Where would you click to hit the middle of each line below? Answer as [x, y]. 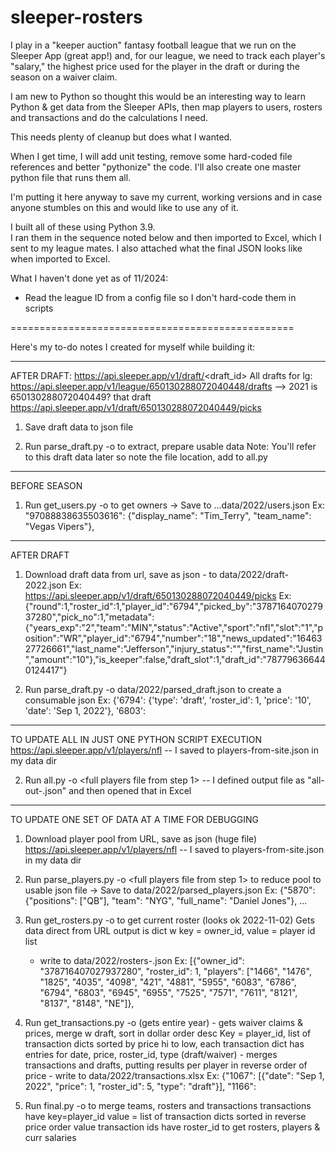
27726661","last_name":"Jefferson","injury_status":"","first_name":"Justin [174, 648]
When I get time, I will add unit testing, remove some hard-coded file [151, 156]
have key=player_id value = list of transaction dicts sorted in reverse [165, 1116]
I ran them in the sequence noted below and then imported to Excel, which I [166, 237]
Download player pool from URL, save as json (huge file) [141, 838]
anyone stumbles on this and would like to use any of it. [124, 207]
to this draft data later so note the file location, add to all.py [146, 457]
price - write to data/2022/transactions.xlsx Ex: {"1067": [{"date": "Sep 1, [174, 1075]
